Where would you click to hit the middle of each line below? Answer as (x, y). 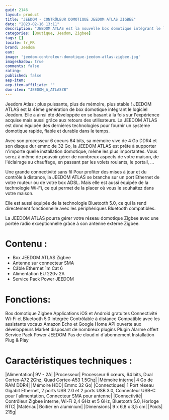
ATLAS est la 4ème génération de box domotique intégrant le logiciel (76, 109)
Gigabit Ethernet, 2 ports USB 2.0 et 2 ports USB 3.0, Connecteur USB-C (80, 391)
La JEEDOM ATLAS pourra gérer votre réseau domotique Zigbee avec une (82, 218)
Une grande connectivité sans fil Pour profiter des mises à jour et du (76, 171)
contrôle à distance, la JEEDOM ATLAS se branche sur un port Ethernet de (82, 177)
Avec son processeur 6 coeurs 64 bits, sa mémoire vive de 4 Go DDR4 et (81, 140)
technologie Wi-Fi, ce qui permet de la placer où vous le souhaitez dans (80, 188)
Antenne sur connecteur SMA (43, 263)
